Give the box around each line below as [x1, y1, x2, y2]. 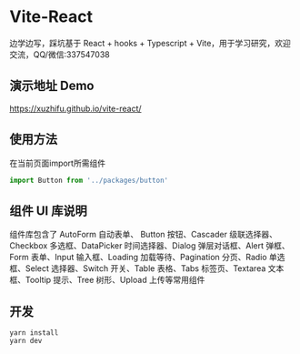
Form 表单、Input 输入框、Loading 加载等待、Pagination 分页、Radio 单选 [9, 252, 285, 263]
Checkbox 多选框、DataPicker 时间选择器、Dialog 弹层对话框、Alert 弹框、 [9, 240, 291, 251]
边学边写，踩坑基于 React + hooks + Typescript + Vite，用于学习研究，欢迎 [9, 37, 291, 48]
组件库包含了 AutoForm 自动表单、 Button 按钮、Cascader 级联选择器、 [9, 229, 277, 240]
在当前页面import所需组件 [9, 157, 106, 168]
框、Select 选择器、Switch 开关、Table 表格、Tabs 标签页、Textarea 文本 [9, 263, 285, 274]
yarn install [9, 329, 59, 338]
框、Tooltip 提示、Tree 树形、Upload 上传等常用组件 [9, 275, 205, 286]
